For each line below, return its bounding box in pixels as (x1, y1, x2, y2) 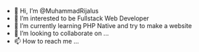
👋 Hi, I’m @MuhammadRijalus (13, 7, 99, 15)
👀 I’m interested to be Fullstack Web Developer (13, 14, 149, 22)
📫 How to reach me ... (13, 37, 79, 45)
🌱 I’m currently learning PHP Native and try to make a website (13, 22, 193, 30)
